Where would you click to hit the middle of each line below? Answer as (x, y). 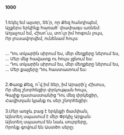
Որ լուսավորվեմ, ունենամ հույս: (42, 38)
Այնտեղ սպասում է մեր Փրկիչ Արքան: (48, 116)
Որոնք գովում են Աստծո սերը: (40, 127)
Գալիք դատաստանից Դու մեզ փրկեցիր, (52, 95)
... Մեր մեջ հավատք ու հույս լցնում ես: (49, 59)
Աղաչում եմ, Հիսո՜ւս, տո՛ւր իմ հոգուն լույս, (54, 33)
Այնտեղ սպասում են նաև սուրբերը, (46, 122)
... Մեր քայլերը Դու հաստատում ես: (46, 69)
